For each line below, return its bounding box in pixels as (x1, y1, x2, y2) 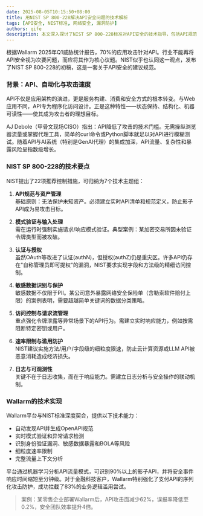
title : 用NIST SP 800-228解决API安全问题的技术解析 (6, 15, 128, 21)
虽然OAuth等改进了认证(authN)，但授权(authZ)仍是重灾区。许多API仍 (14, 253, 187, 260)
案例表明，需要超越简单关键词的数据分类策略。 (31, 297, 148, 304)
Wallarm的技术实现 (6, 397, 62, 405)
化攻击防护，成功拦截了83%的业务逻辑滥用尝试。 (6, 483, 130, 490)
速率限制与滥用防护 (14, 337, 63, 344)
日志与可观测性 (14, 365, 53, 372)
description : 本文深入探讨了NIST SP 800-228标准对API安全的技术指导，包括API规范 (6, 31, 198, 37)
